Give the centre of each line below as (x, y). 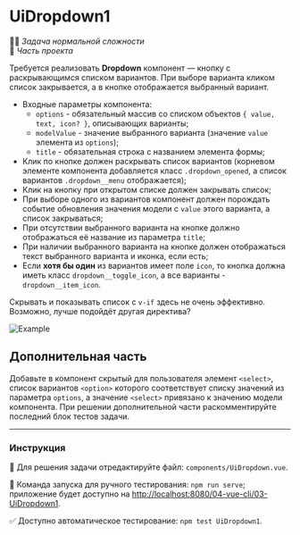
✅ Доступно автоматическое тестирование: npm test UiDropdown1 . (136, 521)
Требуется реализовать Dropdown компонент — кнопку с (120, 68)
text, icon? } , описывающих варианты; (112, 123)
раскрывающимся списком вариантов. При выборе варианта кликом (142, 77)
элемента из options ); (77, 142)
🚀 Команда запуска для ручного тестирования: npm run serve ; (127, 485)
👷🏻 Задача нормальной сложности (77, 41)
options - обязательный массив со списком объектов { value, (155, 113)
